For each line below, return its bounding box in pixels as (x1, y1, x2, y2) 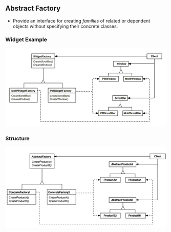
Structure (5, 135, 30, 142)
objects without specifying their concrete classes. (12, 23, 118, 29)
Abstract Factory (5, 4, 61, 13)
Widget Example (5, 36, 47, 43)
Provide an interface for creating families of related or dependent (12, 17, 151, 24)
